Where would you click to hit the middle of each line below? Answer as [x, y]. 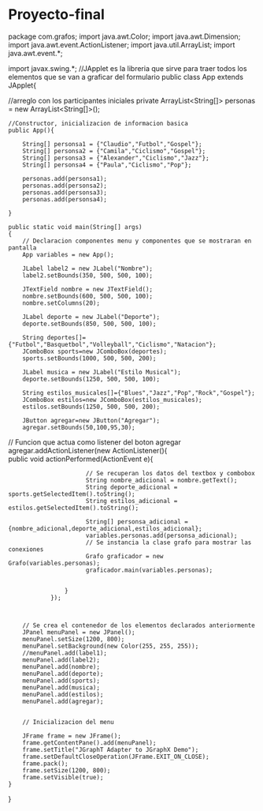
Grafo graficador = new [124, 556]
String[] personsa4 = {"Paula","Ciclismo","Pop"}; [107, 165]
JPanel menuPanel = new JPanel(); [79, 632]
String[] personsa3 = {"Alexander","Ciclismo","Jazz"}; [116, 158]
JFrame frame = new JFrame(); [72, 736]
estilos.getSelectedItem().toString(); [74, 508]
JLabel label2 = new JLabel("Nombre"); [88, 268]
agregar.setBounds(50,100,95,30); [79, 427]
